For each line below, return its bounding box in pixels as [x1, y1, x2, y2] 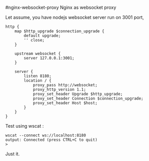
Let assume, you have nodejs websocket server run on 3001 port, [5, 14, 144, 20]
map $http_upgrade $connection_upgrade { [14, 29, 104, 34]
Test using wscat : [5, 123, 44, 129]
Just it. [5, 151, 20, 157]
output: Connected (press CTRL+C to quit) [5, 137, 98, 143]
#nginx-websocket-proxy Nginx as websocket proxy [5, 5, 117, 10]
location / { [24, 78, 52, 83]
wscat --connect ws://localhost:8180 [5, 133, 86, 138]
